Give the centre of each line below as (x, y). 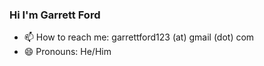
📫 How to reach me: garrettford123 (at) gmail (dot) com (139, 37)
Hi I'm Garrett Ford (55, 15)
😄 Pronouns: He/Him (67, 52)
